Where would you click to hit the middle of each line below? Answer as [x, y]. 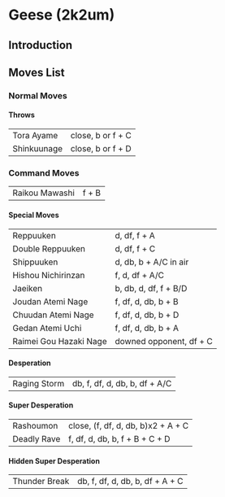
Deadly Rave [37, 439]
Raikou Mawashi [44, 193]
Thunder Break [41, 482]
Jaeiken [28, 288]
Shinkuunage [38, 149]
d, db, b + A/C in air [152, 262]
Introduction [41, 45]
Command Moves [44, 173]
